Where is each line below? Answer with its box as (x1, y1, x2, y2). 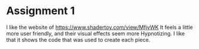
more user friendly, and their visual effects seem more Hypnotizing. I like (6, 30, 185, 37)
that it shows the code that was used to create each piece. (6, 36, 151, 43)
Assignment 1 (6, 4, 75, 18)
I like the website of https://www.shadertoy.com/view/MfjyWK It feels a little (6, 24, 193, 31)
